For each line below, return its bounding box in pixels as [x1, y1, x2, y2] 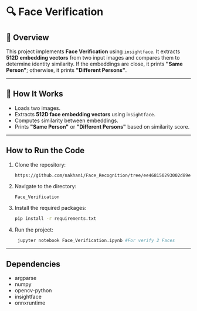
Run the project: [14, 226, 54, 233]
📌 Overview [6, 32, 49, 42]
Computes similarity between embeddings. [14, 117, 118, 124]
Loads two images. [14, 104, 61, 112]
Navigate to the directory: [14, 182, 77, 189]
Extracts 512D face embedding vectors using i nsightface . [14, 110, 156, 118]
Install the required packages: [14, 204, 87, 211]
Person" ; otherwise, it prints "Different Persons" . [6, 67, 127, 74]
